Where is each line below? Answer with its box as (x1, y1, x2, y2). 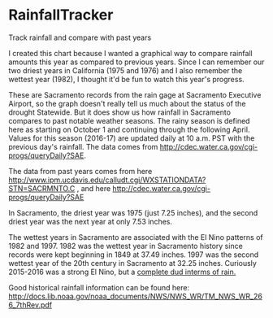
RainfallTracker (8, 6, 114, 24)
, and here (76, 183, 111, 193)
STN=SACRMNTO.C (8, 183, 76, 193)
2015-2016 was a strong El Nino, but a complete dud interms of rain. (8, 267, 236, 277)
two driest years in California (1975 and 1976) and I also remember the (8, 65, 243, 75)
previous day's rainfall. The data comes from (8, 142, 158, 151)
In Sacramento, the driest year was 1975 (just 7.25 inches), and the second (8, 207, 258, 217)
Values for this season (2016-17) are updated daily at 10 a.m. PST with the (8, 133, 255, 143)
